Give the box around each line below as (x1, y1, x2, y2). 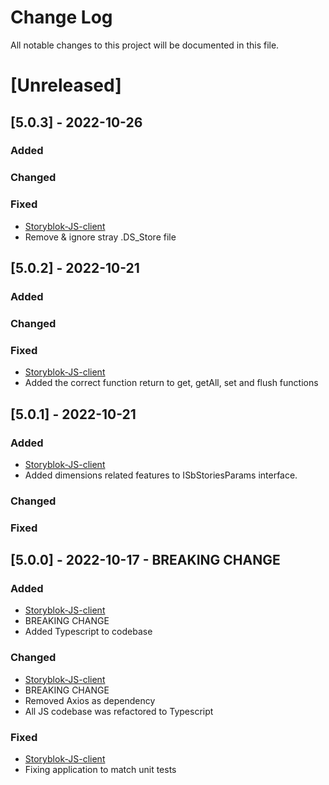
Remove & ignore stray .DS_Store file (24, 231, 177, 243)
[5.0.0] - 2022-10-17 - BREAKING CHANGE (10, 552, 281, 569)
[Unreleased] (10, 74, 122, 97)
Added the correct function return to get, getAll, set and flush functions (24, 377, 319, 389)
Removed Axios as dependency (24, 694, 156, 706)
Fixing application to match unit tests (24, 764, 177, 775)
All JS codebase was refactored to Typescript (24, 705, 214, 717)
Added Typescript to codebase (24, 626, 153, 638)
